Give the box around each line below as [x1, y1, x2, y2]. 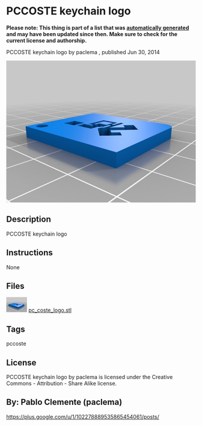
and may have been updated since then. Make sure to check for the [6, 30, 178, 37]
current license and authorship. [6, 37, 87, 44]
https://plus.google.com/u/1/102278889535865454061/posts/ [6, 413, 159, 420]
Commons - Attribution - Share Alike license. [6, 380, 117, 387]
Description [6, 215, 51, 225]
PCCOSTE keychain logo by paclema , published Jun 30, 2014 [6, 48, 161, 55]
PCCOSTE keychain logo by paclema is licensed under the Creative [6, 374, 173, 380]
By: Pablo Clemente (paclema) [6, 397, 123, 407]
